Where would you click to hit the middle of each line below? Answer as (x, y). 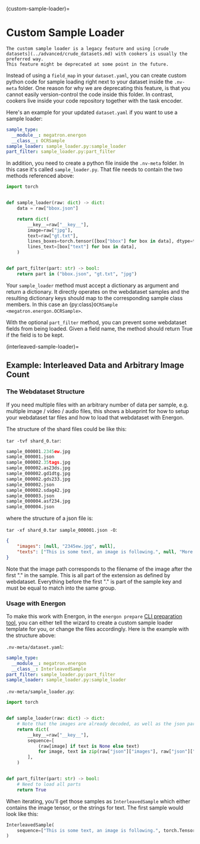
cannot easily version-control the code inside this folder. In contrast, (90, 94)
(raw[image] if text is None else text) (89, 746)
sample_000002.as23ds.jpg (38, 468)
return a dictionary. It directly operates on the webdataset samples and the (98, 291)
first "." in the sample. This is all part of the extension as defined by (88, 575)
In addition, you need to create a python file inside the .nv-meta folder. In (95, 163)
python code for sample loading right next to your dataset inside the (90, 81)
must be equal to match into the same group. (61, 588)
